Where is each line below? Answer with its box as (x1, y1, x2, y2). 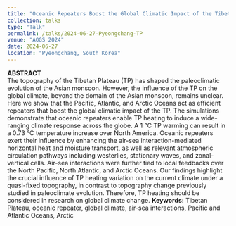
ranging (7, 121, 30, 130)
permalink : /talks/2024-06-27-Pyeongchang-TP (7, 30, 143, 37)
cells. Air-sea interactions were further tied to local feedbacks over (30, 158, 224, 167)
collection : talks (7, 17, 61, 24)
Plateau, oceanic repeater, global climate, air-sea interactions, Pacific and (7, 203, 221, 212)
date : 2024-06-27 (7, 43, 58, 50)
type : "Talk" (7, 23, 46, 30)
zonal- (195, 151, 214, 159)
